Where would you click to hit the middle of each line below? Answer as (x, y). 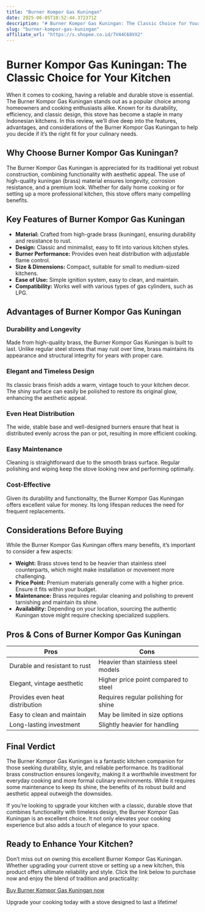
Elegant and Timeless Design (50, 372)
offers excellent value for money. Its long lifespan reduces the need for (95, 504)
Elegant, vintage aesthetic (46, 683)
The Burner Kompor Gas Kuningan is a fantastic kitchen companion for (95, 761)
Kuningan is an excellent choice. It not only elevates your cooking (88, 818)
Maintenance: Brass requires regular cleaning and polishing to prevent (104, 596)
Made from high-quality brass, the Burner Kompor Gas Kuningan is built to (100, 342)
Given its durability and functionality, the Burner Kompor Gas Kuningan (95, 498)
